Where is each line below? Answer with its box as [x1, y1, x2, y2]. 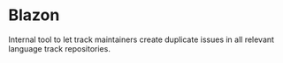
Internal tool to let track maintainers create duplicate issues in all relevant [8, 34, 275, 45]
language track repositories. [8, 43, 111, 53]
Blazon [8, 5, 60, 25]
